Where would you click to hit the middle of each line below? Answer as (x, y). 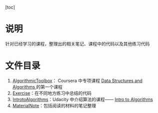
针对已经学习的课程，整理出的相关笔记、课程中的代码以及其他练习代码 (77, 43)
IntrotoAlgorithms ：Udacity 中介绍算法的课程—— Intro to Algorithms (83, 99)
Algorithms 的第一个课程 (37, 86)
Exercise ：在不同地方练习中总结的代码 (52, 93)
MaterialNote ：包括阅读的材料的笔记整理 (54, 105)
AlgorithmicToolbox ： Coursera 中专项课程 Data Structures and (77, 80)
